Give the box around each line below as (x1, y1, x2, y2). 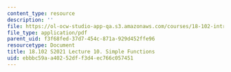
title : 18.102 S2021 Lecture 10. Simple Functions (7, 49, 155, 56)
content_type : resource (7, 10, 76, 17)
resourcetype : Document (7, 42, 76, 49)
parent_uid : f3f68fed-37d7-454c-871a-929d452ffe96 (7, 36, 155, 43)
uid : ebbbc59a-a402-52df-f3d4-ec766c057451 (7, 55, 134, 62)
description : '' (7, 16, 54, 23)
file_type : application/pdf (7, 29, 88, 36)
